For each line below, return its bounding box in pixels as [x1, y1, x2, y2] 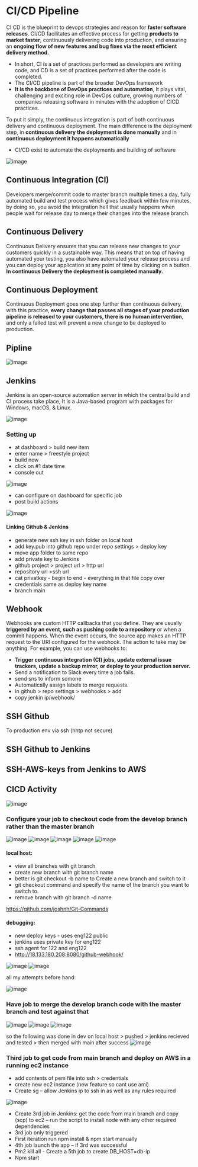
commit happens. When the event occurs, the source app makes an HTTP [6, 632, 186, 639]
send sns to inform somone [14, 675, 82, 682]
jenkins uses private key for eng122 [14, 938, 102, 945]
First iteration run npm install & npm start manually [14, 1136, 138, 1143]
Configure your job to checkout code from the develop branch [6, 815, 187, 823]
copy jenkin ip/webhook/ [14, 694, 76, 701]
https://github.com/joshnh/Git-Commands [6, 905, 108, 913]
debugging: [6, 919, 35, 926]
